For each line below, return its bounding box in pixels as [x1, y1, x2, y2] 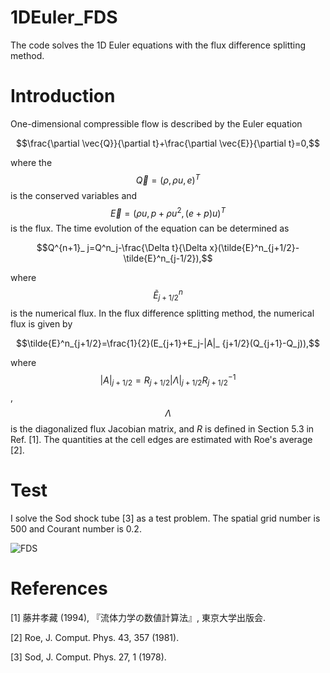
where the [10, 156, 53, 168]
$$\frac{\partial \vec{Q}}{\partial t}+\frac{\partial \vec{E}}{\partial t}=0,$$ [15, 137, 321, 149]
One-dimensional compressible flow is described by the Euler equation [10, 117, 303, 130]
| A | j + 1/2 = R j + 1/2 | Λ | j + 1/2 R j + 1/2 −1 [99, 372, 237, 388]
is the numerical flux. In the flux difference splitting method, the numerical [10, 307, 315, 319]
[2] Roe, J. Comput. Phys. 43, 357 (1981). [10, 631, 180, 643]
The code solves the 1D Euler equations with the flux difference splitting [10, 39, 307, 51]
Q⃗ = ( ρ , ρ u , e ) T [135, 172, 201, 186]
